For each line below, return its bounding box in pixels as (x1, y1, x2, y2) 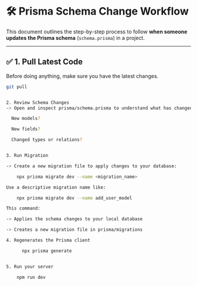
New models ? (11, 116, 41, 122)
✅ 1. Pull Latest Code (6, 57, 83, 67)
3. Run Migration (6, 153, 49, 159)
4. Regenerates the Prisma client (6, 237, 91, 243)
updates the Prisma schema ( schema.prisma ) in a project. (6, 34, 145, 41)
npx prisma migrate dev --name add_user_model (16, 195, 133, 201)
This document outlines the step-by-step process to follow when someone (6, 28, 188, 35)
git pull (6, 83, 28, 90)
